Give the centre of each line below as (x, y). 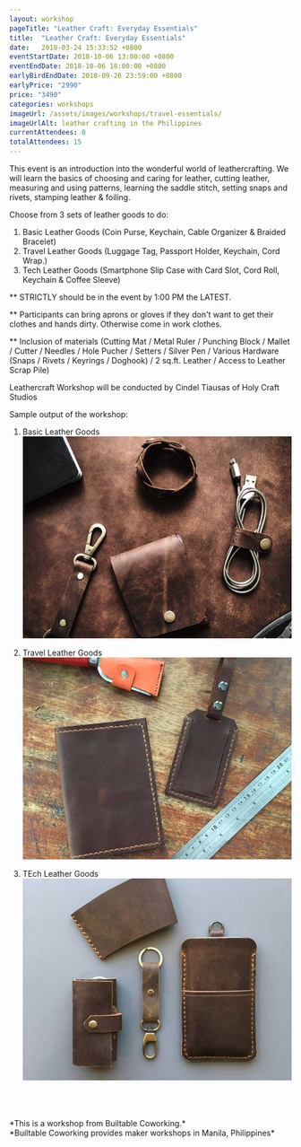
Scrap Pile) (30, 370)
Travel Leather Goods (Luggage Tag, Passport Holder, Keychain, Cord (151, 251)
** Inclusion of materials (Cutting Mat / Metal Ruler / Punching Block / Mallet (150, 341)
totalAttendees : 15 (46, 142)
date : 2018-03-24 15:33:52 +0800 (76, 48)
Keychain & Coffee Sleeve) (71, 280)
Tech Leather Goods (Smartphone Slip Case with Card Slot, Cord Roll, (151, 270)
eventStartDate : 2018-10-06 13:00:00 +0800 (92, 57)
